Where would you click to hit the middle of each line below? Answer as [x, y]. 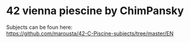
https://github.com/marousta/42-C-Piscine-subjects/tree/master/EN [90, 33]
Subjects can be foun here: [39, 27]
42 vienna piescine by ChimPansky [95, 11]
